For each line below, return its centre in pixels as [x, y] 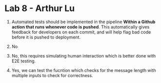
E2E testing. [24, 61]
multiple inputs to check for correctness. [52, 75]
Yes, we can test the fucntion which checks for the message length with [84, 70]
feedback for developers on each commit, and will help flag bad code [81, 32]
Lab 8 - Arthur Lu [40, 8]
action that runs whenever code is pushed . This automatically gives [80, 27]
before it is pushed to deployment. [46, 37]
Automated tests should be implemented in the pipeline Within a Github [83, 22]
